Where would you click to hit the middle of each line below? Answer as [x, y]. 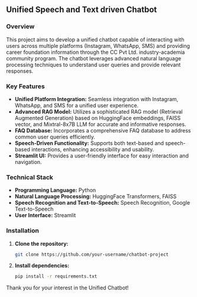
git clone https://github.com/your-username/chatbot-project [92, 254]
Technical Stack [30, 177]
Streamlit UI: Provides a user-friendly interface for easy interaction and [102, 156]
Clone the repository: [41, 243]
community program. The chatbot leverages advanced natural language [94, 58]
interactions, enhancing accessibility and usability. [93, 149]
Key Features [26, 86]
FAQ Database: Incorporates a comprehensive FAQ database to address [103, 130]
